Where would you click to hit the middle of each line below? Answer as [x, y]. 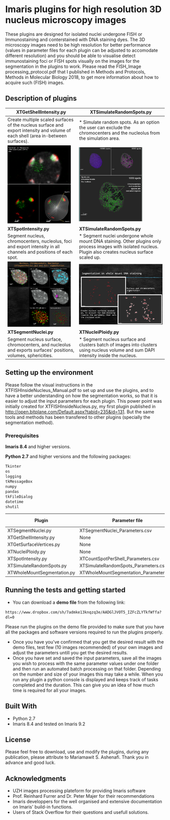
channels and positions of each [40, 252]
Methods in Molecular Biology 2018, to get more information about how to [82, 77]
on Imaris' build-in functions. [42, 807]
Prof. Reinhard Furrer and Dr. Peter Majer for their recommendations [83, 796]
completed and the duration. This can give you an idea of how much [84, 685]
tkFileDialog [19, 497]
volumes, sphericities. [30, 355]
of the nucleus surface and [35, 125]
